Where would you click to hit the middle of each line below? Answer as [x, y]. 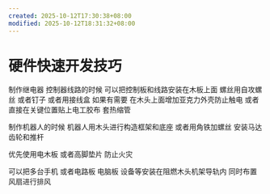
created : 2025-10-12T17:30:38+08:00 [70, 16]
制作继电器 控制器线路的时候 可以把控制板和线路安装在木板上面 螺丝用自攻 [132, 90]
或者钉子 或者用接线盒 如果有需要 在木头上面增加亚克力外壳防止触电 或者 [138, 100]
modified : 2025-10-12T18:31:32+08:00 [72, 23]
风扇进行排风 [30, 182]
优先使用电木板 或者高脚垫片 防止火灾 [71, 154]
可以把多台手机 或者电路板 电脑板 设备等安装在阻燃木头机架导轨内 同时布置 [133, 171]
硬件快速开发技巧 [65, 66]
